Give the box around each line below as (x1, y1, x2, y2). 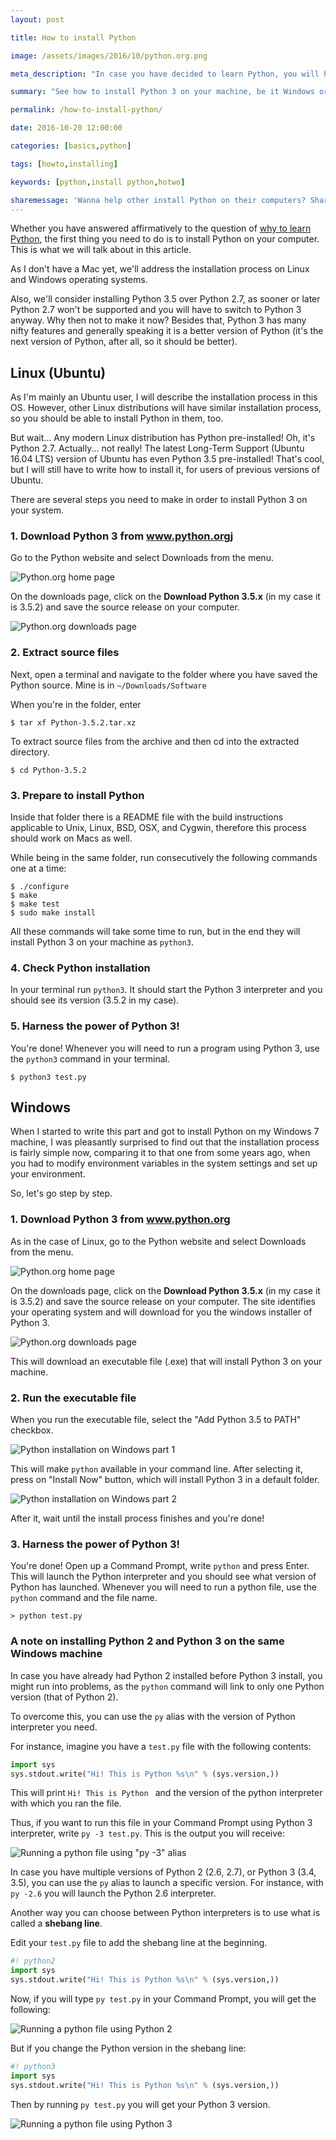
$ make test (10, 899, 60, 910)
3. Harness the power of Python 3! (10, 1537, 181, 1551)
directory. (10, 746, 50, 758)
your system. (10, 504, 65, 516)
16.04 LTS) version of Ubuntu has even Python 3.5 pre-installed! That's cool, (10, 453, 325, 465)
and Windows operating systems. (10, 274, 148, 286)
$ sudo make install (10, 908, 97, 918)
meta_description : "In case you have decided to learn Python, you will (10, 69, 320, 79)
